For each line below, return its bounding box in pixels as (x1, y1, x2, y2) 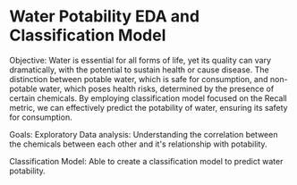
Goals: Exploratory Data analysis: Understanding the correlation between (9, 129, 278, 139)
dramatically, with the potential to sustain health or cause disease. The (9, 64, 270, 75)
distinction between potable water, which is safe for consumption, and (9, 73, 268, 84)
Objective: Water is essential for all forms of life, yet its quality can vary (9, 55, 271, 65)
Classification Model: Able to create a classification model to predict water (9, 156, 284, 166)
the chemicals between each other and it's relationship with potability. (9, 139, 267, 149)
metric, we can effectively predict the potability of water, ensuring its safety (9, 102, 288, 113)
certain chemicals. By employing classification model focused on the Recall (9, 92, 288, 104)
